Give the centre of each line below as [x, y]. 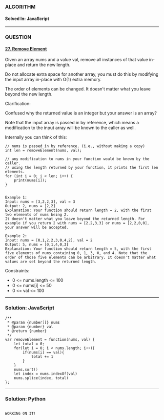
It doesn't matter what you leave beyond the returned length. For [75, 219]
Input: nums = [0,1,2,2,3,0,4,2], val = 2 [49, 241]
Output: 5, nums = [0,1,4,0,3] [37, 245]
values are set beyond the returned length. [51, 262]
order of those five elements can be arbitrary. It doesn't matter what [81, 258]
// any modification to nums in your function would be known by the [77, 159]
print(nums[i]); [31, 180]
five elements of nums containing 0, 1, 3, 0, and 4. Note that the [76, 253]
